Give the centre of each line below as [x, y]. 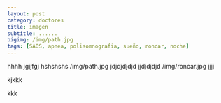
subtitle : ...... [33, 33]
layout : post [26, 14]
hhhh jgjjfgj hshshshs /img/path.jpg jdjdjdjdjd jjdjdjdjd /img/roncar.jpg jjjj [111, 66]
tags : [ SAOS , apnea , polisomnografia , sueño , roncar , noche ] [98, 46]
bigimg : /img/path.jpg [40, 40]
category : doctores [36, 20]
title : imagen [28, 27]
